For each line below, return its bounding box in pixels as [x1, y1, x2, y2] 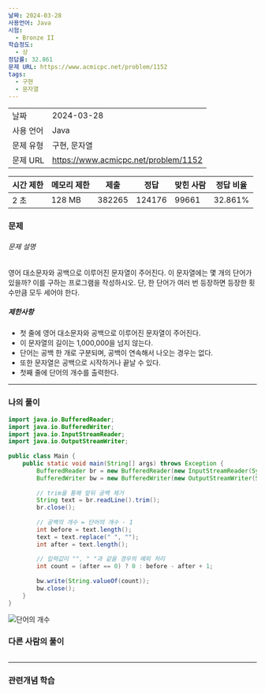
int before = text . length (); [36, 525, 132, 533]
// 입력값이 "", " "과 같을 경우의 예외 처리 [36, 555, 166, 563]
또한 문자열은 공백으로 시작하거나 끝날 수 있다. [19, 358, 162, 367]
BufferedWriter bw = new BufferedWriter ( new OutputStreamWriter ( [36, 474, 256, 482]
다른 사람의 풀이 [8, 636, 65, 647]
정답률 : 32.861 [8, 56, 54, 64]
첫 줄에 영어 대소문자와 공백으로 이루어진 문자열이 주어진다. [19, 329, 201, 338]
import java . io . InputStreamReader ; [8, 430, 125, 439]
